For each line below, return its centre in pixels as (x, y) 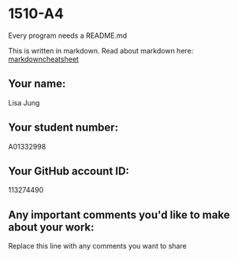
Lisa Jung (24, 102)
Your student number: (63, 128)
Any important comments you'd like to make (119, 214)
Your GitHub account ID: (69, 171)
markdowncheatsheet (43, 59)
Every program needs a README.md (68, 35)
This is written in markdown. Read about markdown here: (101, 50)
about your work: (51, 227)
